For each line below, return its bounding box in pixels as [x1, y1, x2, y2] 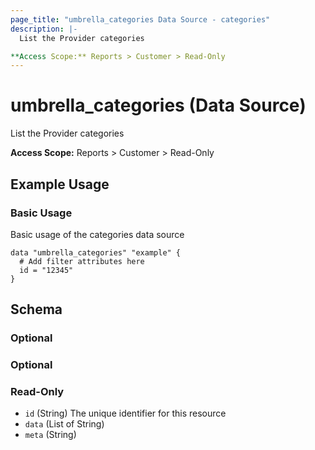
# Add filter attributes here [19, 256, 145, 266]
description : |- [10, 24, 78, 34]
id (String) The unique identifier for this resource [24, 407, 227, 420]
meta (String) [24, 429, 77, 441]
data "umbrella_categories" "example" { [10, 247, 182, 258]
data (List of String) [24, 418, 105, 430]
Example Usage [10, 176, 110, 193]
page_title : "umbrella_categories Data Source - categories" [10, 14, 271, 25]
